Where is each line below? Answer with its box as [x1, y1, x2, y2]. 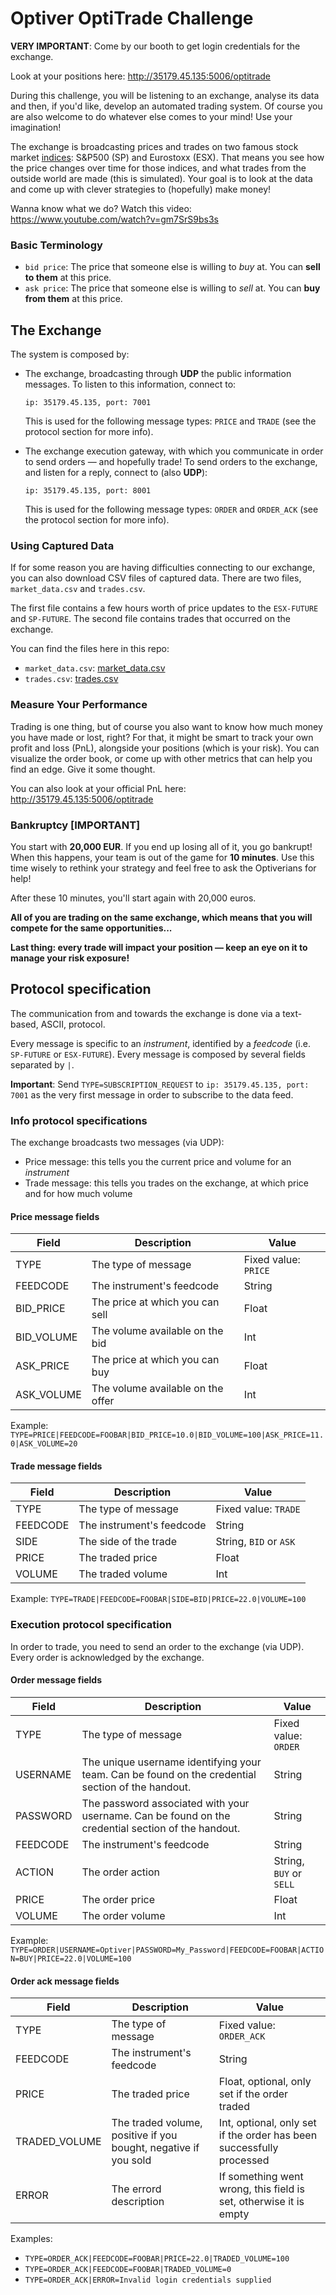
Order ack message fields [10, 1975, 120, 1987]
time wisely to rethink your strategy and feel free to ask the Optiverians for [10, 862, 317, 874]
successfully [218, 2141, 279, 2155]
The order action [81, 1865, 160, 1879]
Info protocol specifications [10, 1113, 148, 1127]
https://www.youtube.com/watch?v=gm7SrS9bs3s [10, 213, 219, 225]
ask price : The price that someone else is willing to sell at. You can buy [24, 282, 321, 294]
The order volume [81, 1908, 166, 1922]
